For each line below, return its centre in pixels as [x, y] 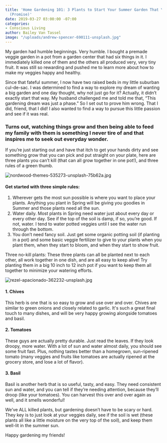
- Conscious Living [25, 28]
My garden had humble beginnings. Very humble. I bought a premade [76, 51]
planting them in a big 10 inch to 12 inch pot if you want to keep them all [78, 265]
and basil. [15, 318]
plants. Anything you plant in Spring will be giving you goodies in [79, 203]
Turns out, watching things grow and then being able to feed [80, 127]
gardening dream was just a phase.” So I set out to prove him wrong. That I [82, 103]
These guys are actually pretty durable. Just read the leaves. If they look [79, 341]
